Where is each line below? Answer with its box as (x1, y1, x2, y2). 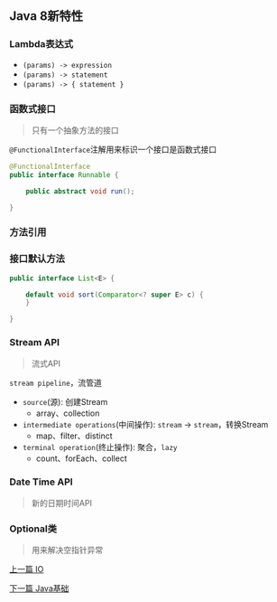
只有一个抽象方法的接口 (31, 125, 119, 136)
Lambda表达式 (9, 38, 74, 51)
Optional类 (9, 522, 57, 535)
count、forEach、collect (35, 453, 128, 464)
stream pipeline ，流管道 (9, 377, 102, 388)
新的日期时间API (31, 497, 93, 508)
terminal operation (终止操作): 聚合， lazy (22, 441, 178, 452)
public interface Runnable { (9, 170, 119, 179)
